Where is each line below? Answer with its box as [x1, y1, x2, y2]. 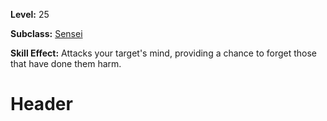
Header [10, 93, 73, 116]
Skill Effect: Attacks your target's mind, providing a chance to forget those [10, 47, 318, 59]
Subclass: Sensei [10, 28, 83, 39]
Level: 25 [10, 9, 50, 20]
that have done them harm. [10, 58, 122, 69]
